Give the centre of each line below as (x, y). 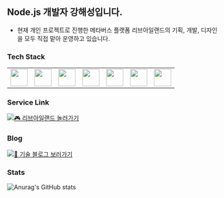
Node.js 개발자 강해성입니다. (65, 12)
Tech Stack (26, 57)
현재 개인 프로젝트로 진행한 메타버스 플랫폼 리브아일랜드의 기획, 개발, (108, 30)
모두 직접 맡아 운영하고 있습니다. (67, 38)
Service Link (28, 102)
